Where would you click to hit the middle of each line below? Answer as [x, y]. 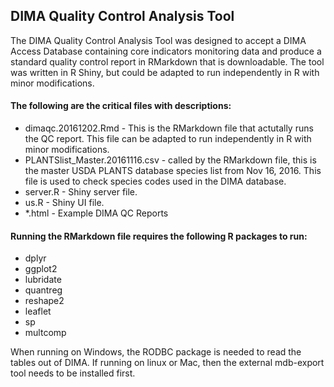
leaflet [38, 311]
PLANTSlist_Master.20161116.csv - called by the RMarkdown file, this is [170, 160]
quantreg [43, 290]
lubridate [43, 280]
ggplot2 [41, 269]
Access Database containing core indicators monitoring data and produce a [166, 51]
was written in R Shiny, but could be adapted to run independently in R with [165, 72]
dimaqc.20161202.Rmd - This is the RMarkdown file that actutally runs [169, 128]
